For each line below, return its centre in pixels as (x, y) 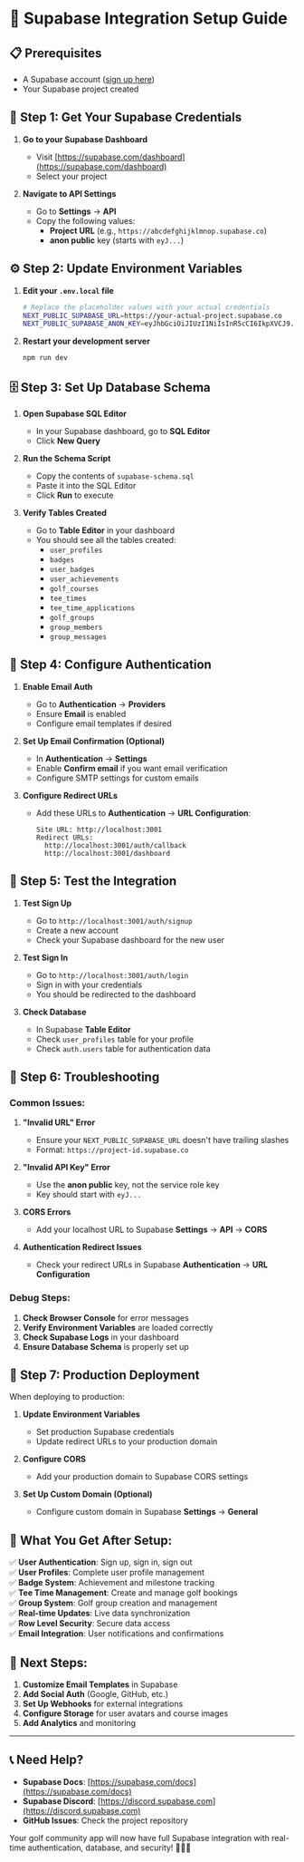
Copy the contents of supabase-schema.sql (115, 476)
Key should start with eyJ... (89, 1195)
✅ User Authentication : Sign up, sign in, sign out (101, 1562)
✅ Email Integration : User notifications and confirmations (117, 1634)
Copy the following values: (85, 220)
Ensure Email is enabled (81, 713)
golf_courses (74, 588)
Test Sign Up (47, 903)
